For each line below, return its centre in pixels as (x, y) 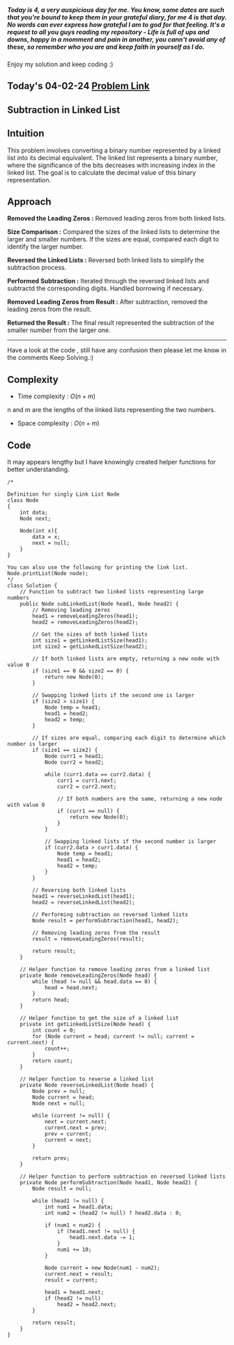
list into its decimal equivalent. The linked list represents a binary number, (112, 157)
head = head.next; (71, 988)
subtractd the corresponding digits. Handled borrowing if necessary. (106, 288)
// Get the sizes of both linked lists (90, 634)
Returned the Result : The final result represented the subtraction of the (111, 323)
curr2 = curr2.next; (87, 787)
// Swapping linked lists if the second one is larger (114, 695)
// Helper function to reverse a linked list (87, 1079)
